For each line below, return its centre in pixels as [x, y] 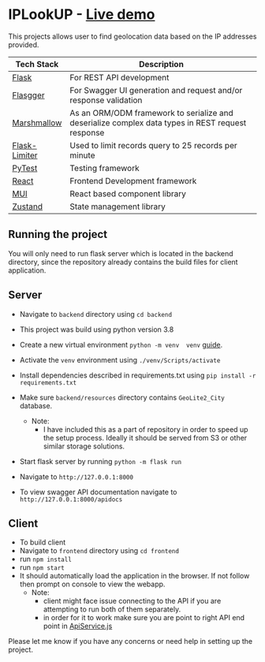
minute [82, 155]
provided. [24, 44]
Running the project [58, 234]
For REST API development [119, 77]
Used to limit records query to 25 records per [154, 145]
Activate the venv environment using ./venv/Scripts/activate [120, 359]
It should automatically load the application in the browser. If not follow [134, 576]
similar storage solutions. [84, 446]
